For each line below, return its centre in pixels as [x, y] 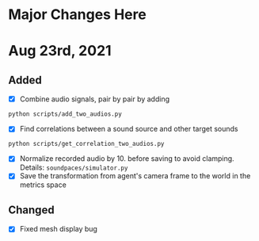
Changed [31, 210]
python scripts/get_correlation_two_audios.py [86, 144]
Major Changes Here [77, 15]
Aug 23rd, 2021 [60, 51]
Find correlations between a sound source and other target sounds [129, 129]
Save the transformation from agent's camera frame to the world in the [135, 176]
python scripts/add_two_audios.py [65, 114]
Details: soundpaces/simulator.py [74, 167]
